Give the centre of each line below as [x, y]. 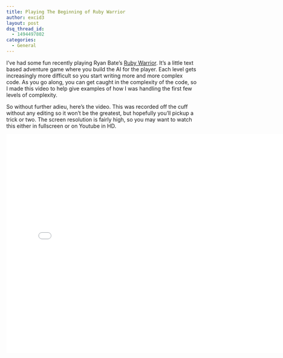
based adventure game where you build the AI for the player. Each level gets [101, 69]
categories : [21, 40]
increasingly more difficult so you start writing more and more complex [95, 76]
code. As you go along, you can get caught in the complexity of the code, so [102, 82]
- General [24, 46]
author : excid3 [25, 18]
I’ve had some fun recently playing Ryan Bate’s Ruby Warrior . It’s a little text [100, 63]
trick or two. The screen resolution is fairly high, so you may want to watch [99, 119]
